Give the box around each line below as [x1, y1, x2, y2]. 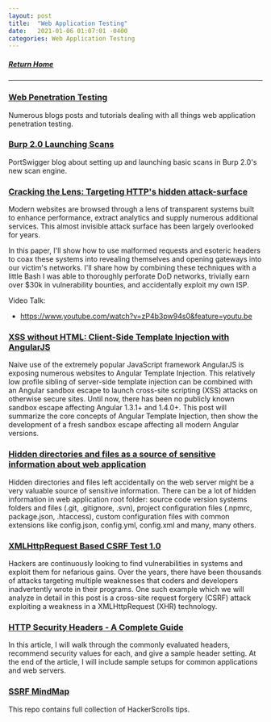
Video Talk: [8, 296, 46, 305]
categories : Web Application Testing [8, 34, 135, 43]
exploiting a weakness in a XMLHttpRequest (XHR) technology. [8, 602, 218, 611]
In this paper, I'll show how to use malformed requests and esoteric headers [8, 246, 261, 255]
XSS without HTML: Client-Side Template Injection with [8, 332, 230, 343]
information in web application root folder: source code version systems [8, 494, 248, 504]
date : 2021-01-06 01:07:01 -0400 [8, 27, 128, 35]
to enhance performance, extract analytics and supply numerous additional [8, 213, 258, 223]
